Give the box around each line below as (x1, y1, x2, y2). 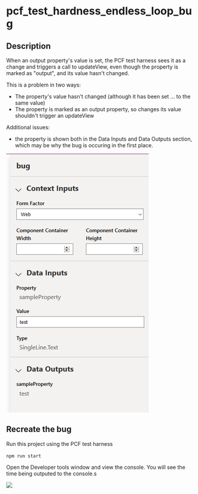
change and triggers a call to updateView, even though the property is (6, 63, 178, 70)
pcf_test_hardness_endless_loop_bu (6, 4, 193, 18)
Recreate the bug (6, 424, 72, 435)
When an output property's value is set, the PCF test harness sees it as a (6, 57, 186, 64)
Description (6, 41, 51, 51)
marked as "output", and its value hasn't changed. (6, 70, 130, 76)
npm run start (6, 453, 42, 459)
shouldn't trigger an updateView (14, 112, 95, 119)
